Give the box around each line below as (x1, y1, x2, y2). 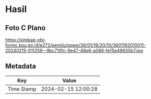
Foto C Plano (5, 24, 46, 32)
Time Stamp (8, 85, 37, 92)
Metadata (5, 62, 36, 71)
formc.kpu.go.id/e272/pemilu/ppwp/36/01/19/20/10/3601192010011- (5, 42, 146, 48)
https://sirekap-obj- (5, 37, 46, 43)
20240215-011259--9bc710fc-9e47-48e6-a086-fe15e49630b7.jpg (5, 48, 143, 53)
